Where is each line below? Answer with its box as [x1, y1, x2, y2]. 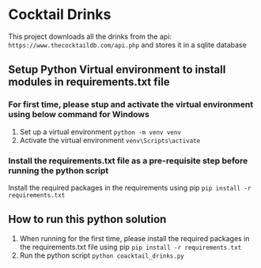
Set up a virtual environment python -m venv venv [19, 126, 182, 136]
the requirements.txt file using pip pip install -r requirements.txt [19, 242, 242, 251]
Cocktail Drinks [8, 6, 112, 24]
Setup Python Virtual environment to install [8, 63, 226, 77]
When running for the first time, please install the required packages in [19, 233, 250, 243]
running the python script [8, 164, 109, 176]
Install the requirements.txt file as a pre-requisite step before [8, 155, 248, 166]
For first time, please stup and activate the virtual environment [8, 99, 254, 110]
